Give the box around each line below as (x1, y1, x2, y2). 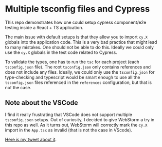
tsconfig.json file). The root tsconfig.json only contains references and (5, 64, 151, 70)
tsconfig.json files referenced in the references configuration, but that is (5, 79, 152, 85)
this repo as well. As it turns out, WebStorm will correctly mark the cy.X (5, 122, 147, 128)
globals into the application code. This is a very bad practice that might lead (5, 39, 157, 45)
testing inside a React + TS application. (5, 24, 84, 30)
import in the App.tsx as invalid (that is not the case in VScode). (5, 127, 132, 133)
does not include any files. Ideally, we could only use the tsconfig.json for (5, 69, 155, 75)
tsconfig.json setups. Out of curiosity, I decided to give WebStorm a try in (5, 116, 155, 122)
